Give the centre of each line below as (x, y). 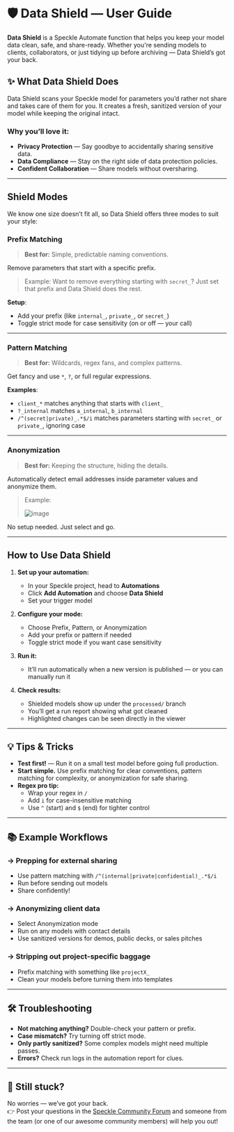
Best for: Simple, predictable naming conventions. (96, 254)
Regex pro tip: (38, 786)
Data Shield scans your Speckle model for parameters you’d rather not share (117, 98)
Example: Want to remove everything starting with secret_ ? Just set (122, 281)
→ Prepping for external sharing (62, 860)
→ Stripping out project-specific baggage (79, 956)
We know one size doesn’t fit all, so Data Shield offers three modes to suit (113, 214)
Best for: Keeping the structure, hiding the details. (96, 465)
